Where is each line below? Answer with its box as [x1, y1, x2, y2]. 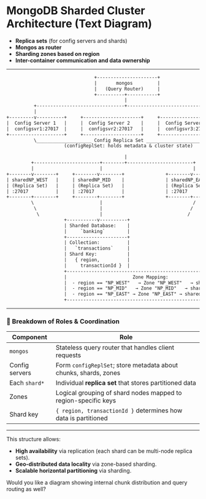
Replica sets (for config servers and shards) [15, 37, 128, 44]
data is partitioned [55, 414, 109, 423]
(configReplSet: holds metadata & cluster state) [64, 143, 193, 149]
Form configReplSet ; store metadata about [55, 361, 178, 369]
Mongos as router [15, 44, 62, 51]
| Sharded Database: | [64, 222, 131, 229]
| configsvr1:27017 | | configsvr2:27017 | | [6, 125, 161, 132]
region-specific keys [55, 396, 116, 405]
